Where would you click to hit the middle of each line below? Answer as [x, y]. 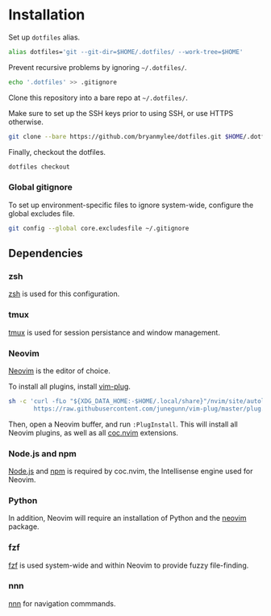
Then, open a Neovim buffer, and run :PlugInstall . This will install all [123, 424]
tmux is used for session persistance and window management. [114, 332]
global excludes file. [42, 213]
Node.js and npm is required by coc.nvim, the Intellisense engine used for [131, 471]
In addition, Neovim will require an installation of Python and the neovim [127, 518]
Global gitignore [40, 187]
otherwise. [26, 122]
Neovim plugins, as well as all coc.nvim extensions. [94, 432]
